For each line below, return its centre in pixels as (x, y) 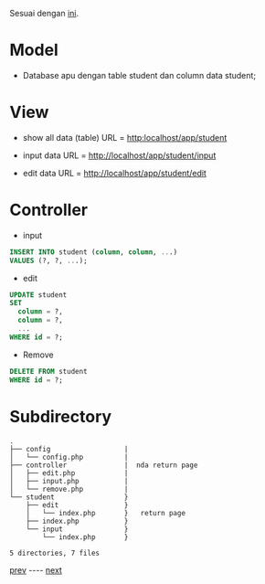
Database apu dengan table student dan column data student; (139, 75)
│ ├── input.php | (69, 481)
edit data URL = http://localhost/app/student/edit (115, 173)
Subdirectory (61, 416)
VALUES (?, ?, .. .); (49, 260)
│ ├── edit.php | (69, 473)
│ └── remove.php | (69, 489)
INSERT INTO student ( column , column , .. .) (94, 252)
